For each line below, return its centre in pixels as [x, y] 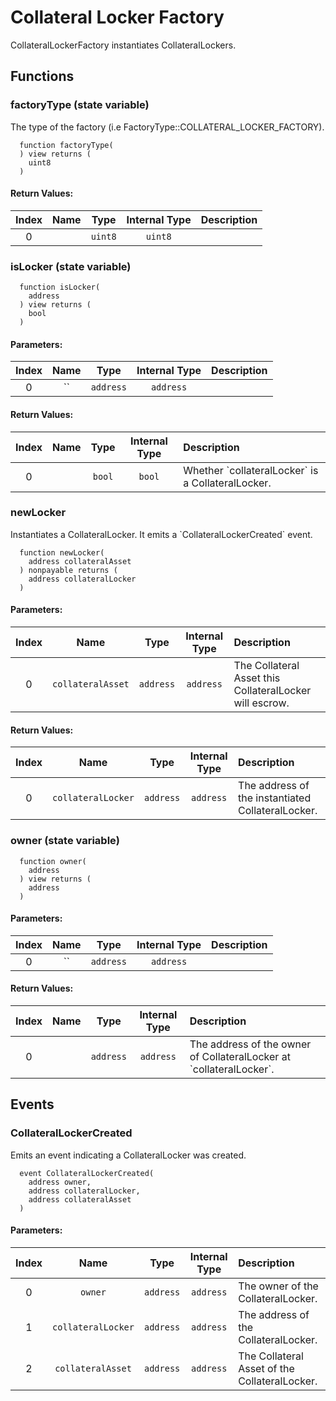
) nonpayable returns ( [68, 570]
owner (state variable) [65, 841]
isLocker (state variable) [71, 266]
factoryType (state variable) [80, 105]
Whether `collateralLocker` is [251, 470]
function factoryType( [66, 145]
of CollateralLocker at [240, 1056]
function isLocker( [60, 287]
